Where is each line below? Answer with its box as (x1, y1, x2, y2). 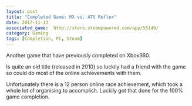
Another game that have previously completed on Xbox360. (6, 52, 151, 59)
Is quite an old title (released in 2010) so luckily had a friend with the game (6, 63, 186, 70)
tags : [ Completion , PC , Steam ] (6, 36, 83, 42)
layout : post (6, 8, 38, 15)
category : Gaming (6, 30, 49, 36)
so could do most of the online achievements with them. (6, 70, 142, 76)
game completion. (6, 93, 50, 100)
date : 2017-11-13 (6, 19, 49, 25)
